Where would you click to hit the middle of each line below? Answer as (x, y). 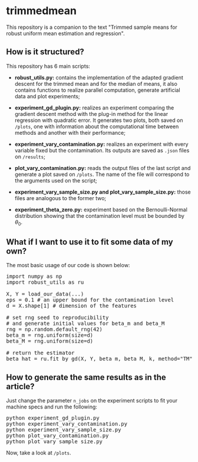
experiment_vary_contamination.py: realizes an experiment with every (101, 144)
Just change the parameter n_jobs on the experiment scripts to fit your (92, 401)
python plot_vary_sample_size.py (55, 442)
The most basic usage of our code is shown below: (68, 265)
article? (20, 386)
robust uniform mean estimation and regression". (65, 33)
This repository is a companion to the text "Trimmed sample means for (92, 27)
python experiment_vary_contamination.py (67, 424)
